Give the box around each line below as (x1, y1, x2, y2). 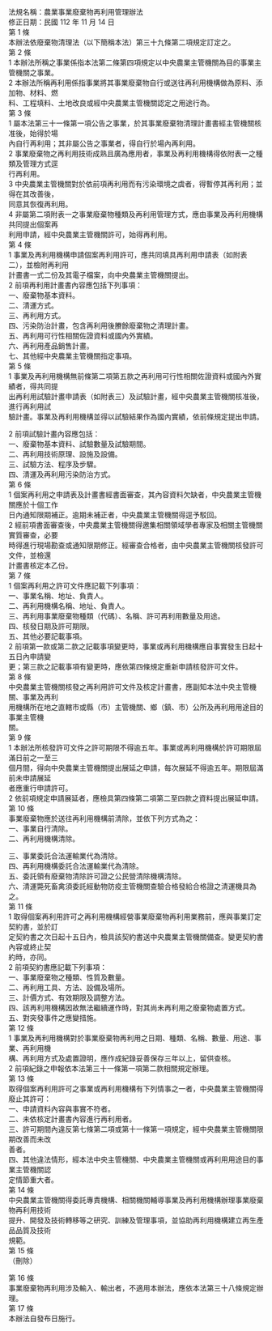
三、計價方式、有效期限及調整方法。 (8, 993, 130, 1002)
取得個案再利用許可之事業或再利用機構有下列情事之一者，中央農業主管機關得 (8, 1084, 264, 1093)
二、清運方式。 (8, 300, 58, 310)
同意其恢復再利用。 (8, 199, 73, 209)
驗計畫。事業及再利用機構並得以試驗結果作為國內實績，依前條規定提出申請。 (8, 412, 264, 421)
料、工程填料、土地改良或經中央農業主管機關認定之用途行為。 (8, 98, 215, 108)
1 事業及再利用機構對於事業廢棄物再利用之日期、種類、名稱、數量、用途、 (8, 1033, 255, 1043)
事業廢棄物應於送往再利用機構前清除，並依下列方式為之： (8, 814, 200, 823)
